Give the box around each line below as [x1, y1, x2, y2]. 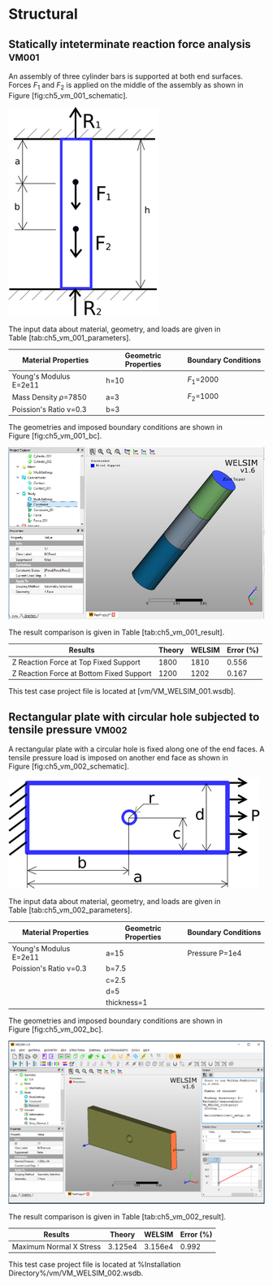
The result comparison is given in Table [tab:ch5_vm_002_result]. [8, 1211, 226, 1221]
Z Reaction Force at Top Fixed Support [11, 657, 141, 667]
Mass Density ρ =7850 [11, 392, 87, 402]
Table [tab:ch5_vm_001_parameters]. [8, 332, 132, 342]
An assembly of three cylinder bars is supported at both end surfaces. [8, 71, 244, 81]
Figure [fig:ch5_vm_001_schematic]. [8, 90, 128, 100]
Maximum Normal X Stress [11, 1241, 102, 1251]
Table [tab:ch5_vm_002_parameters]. [8, 905, 132, 915]
